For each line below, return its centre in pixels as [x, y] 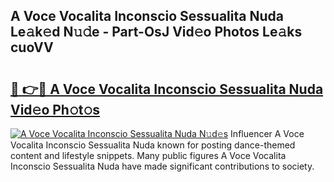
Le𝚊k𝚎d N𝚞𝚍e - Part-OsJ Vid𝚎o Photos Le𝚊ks [156, 32]
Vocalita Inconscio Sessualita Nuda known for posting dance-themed [153, 145]
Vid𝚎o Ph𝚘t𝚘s [55, 109]
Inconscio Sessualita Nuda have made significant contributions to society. [162, 166]
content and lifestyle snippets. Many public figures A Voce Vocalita [148, 155]
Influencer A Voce [267, 133]
